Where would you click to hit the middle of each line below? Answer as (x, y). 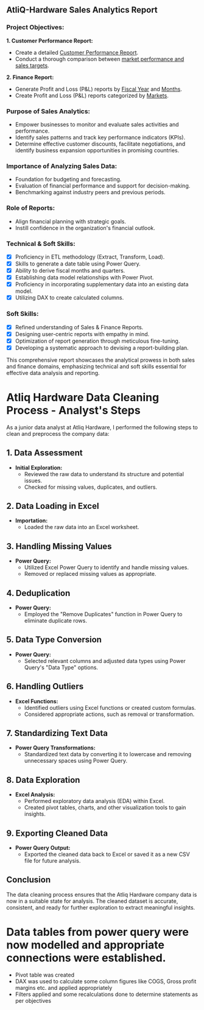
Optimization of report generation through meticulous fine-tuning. (97, 341)
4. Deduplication (38, 593)
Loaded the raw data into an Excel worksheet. (82, 527)
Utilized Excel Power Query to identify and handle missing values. (106, 567)
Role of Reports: (31, 208)
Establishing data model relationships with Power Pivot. (84, 278)
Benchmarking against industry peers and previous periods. (90, 192)
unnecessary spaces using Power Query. (76, 761)
